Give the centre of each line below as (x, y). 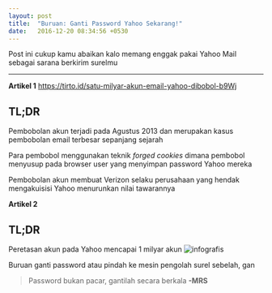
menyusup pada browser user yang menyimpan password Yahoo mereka (130, 164)
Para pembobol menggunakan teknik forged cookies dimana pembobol (127, 156)
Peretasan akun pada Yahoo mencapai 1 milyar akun (95, 249)
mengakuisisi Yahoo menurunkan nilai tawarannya (92, 188)
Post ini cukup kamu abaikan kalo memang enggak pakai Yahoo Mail (123, 54)
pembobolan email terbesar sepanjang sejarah (86, 140)
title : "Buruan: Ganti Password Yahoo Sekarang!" (96, 24)
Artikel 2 (23, 205)
